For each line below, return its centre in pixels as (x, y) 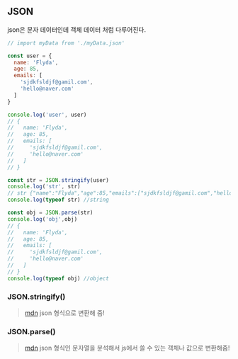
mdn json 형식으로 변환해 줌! (64, 313)
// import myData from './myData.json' (66, 43)
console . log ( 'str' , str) (44, 187)
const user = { (30, 56)
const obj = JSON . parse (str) (50, 213)
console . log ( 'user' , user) (47, 115)
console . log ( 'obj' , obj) (42, 219)
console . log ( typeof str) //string (58, 200)
